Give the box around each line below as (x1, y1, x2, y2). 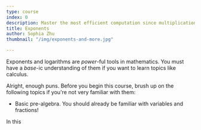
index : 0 (6, 14, 28, 20)
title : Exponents (6, 25, 50, 32)
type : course (6, 8, 39, 15)
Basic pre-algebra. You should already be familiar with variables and (14, 100, 184, 107)
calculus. (6, 71, 29, 78)
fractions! (14, 107, 39, 113)
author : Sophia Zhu (6, 31, 55, 37)
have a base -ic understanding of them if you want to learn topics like (6, 64, 176, 72)
